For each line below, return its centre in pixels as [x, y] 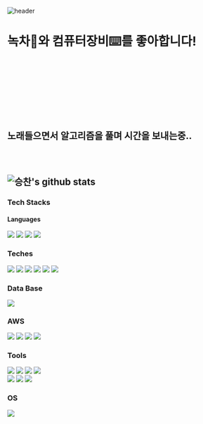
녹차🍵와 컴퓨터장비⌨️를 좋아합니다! [102, 41]
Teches [20, 254]
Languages [24, 219]
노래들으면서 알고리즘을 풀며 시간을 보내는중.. [100, 136]
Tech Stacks [29, 202]
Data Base [25, 288]
